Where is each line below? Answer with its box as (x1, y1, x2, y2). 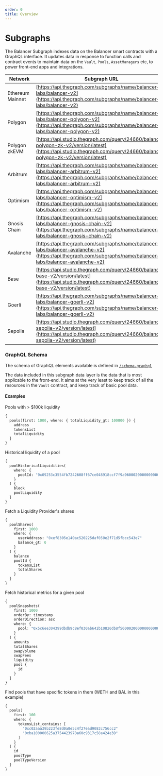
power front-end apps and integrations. (5, 64, 84, 70)
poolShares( (9, 522, 34, 527)
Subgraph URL (84, 76, 119, 83)
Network (9, 76, 30, 83)
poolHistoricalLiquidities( (9, 463, 66, 468)
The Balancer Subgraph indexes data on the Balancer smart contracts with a (5, 49, 158, 54)
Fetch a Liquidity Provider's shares (5, 508, 74, 514)
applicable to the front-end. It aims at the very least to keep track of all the (5, 377, 154, 383)
